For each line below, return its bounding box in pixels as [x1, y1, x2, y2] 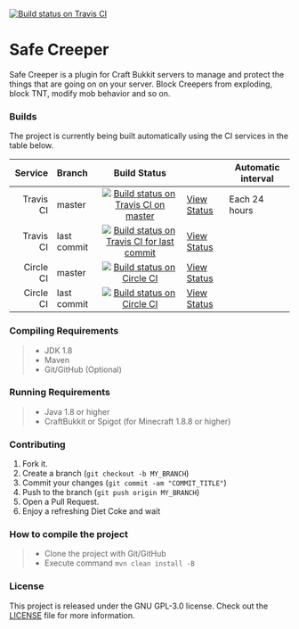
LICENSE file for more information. [9, 609, 135, 620]
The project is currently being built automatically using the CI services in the [9, 130, 289, 142]
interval [239, 172, 274, 185]
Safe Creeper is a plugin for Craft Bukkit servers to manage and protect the [9, 69, 285, 79]
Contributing [9, 438, 66, 451]
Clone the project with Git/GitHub [44, 549, 166, 559]
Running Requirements [9, 386, 111, 399]
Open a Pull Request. [21, 496, 100, 508]
